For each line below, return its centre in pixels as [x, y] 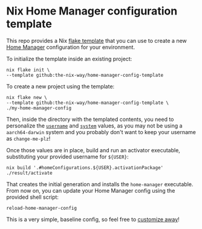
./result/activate [29, 173]
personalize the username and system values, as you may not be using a [94, 126]
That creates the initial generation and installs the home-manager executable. [100, 184]
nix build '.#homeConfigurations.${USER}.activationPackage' [85, 167]
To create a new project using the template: [60, 86]
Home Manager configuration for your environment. [70, 47]
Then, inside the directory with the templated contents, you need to [90, 119]
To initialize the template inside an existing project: [69, 59]
